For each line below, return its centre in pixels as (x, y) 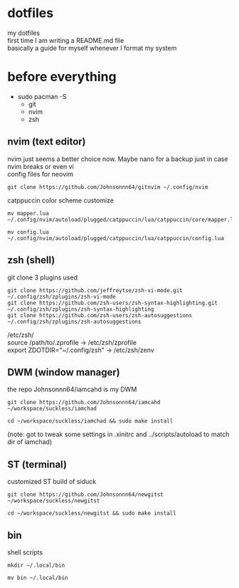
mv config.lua (28, 232)
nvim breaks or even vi (41, 166)
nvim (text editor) (47, 141)
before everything (62, 77)
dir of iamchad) (30, 442)
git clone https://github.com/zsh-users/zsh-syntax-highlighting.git (113, 303)
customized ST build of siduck (52, 482)
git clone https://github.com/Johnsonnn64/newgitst (85, 495)
